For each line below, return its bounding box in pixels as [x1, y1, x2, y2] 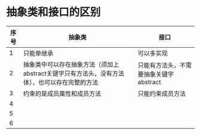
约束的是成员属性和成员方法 [23, 89, 102, 97]
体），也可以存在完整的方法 [23, 78, 99, 87]
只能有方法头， [137, 61, 180, 69]
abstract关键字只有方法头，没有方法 [23, 69, 124, 78]
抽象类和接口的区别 [6, 5, 101, 19]
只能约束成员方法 [137, 89, 186, 97]
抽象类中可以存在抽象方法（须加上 [23, 60, 120, 69]
